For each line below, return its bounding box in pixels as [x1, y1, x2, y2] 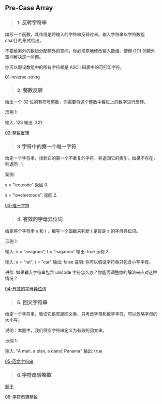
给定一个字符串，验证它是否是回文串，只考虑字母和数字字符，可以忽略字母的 [5, 311, 158, 316]
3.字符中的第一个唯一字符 [16, 143, 76, 150]
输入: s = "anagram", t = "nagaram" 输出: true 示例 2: [5, 248, 110, 254]
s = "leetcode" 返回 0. [5, 182, 49, 188]
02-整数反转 [5, 130, 29, 136]
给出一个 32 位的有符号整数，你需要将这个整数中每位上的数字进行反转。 [5, 99, 148, 105]
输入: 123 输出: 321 [5, 119, 42, 125]
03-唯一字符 [5, 203, 29, 209]
